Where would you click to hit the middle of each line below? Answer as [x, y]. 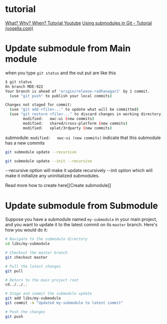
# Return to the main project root [42, 280]
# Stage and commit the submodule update [49, 294]
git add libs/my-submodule [33, 298]
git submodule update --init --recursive [49, 161]
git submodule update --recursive [41, 152]
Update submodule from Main [68, 49]
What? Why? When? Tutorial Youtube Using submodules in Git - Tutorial [79, 23]
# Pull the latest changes [33, 266]
